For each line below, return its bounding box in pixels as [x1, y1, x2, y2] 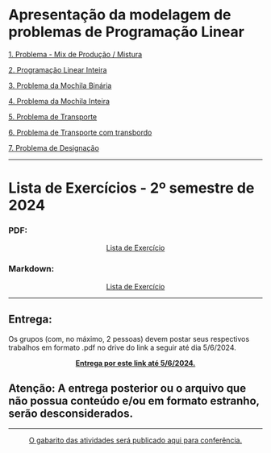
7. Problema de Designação [8, 143, 99, 152]
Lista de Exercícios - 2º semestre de [8, 179, 255, 197]
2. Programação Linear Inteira [8, 64, 107, 74]
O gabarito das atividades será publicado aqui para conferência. [28, 435, 243, 445]
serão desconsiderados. [8, 406, 133, 420]
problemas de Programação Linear [8, 23, 244, 41]
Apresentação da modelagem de [8, 6, 231, 24]
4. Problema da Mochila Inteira [8, 96, 110, 106]
